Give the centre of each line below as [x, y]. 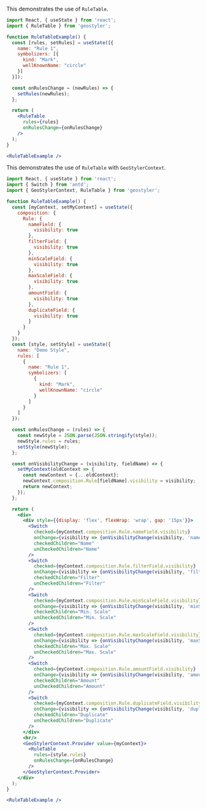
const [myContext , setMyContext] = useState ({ [72, 207]
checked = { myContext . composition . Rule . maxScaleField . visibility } [117, 635]
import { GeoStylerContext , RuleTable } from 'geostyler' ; [83, 191]
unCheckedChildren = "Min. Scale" [75, 618]
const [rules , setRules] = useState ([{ [63, 42]
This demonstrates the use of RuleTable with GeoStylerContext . [86, 168]
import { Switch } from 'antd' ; [48, 185]
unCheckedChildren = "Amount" [69, 686]
